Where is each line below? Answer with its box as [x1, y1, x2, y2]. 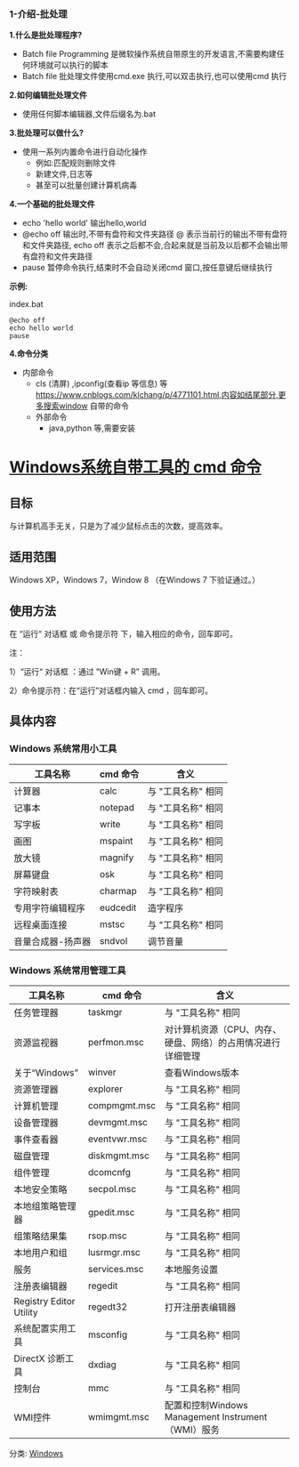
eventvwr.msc [87, 1132, 148, 1145]
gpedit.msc [87, 1205, 135, 1218]
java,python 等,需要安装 [48, 423, 135, 433]
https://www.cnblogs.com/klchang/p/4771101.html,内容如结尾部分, [35, 390, 279, 400]
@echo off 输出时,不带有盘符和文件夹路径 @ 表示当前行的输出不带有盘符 [21, 229, 287, 239]
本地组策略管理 [13, 1199, 77, 1212]
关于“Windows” [13, 1066, 78, 1078]
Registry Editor [13, 1294, 76, 1307]
